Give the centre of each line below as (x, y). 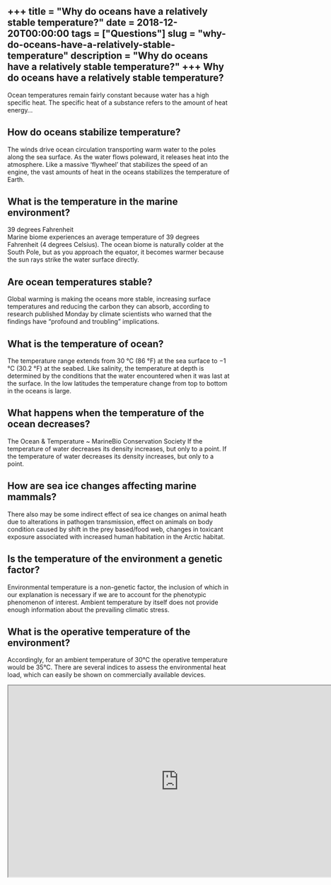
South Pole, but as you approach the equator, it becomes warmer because (116, 252)
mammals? (32, 497)
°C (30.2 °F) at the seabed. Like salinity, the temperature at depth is (106, 369)
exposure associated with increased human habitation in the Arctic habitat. (116, 536)
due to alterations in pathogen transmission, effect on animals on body (110, 521)
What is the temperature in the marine (93, 202)
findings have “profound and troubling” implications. (83, 322)
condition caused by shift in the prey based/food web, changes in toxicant (115, 529)
